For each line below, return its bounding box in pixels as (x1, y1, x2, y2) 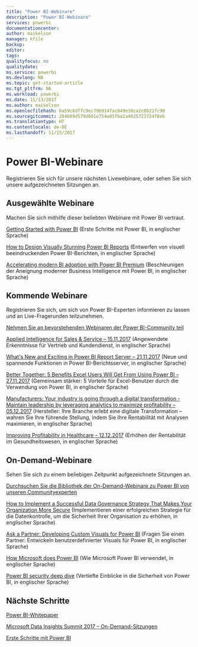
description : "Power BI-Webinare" (6, 14, 92, 20)
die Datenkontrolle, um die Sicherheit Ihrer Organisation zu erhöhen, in (6, 513, 178, 520)
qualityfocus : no (6, 58, 49, 64)
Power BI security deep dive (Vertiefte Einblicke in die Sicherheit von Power (6, 572, 190, 580)
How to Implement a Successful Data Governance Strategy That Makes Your (6, 500, 192, 507)
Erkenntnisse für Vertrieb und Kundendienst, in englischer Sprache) (6, 342, 171, 349)
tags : (6, 53, 20, 59)
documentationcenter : (6, 25, 60, 31)
